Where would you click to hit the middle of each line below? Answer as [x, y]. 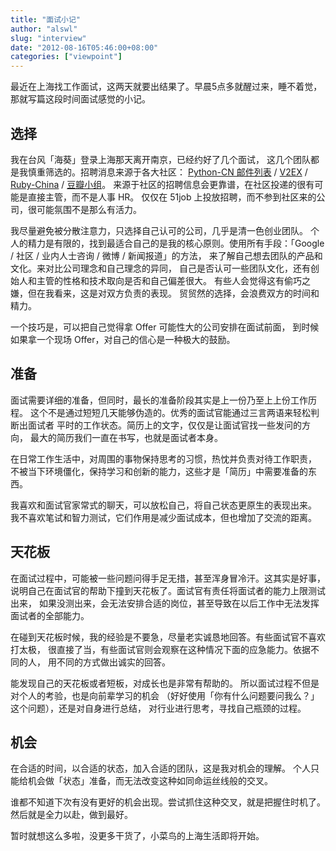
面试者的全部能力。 [50, 615]
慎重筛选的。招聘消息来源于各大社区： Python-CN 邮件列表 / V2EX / [167, 172]
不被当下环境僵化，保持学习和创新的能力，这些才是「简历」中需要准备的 [159, 471]
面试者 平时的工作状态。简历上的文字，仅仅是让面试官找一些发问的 [164, 425]
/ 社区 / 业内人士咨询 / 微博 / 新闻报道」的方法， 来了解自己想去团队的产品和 [166, 255]
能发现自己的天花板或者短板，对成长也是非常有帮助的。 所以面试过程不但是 [165, 683]
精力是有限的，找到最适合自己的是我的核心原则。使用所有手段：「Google [176, 243]
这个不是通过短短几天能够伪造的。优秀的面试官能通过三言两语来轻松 [170, 412]
